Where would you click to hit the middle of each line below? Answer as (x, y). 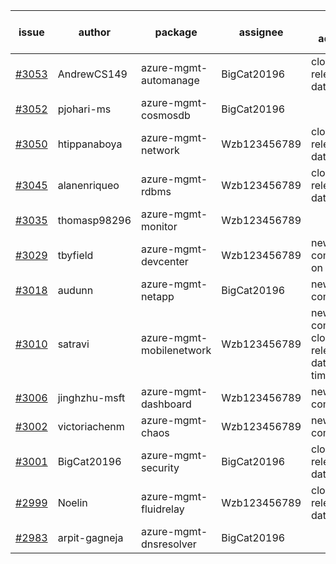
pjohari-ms (84, 109)
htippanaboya (90, 144)
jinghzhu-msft (91, 397)
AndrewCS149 (92, 74)
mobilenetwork (176, 350)
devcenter (165, 261)
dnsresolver (169, 544)
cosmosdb (166, 115)
